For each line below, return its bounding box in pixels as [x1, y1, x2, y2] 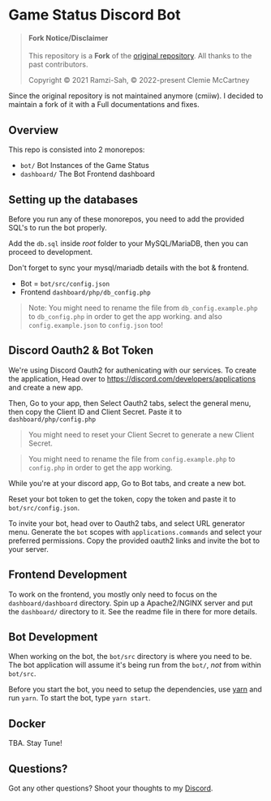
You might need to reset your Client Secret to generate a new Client [28, 429, 255, 439]
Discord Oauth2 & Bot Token [8, 343, 154, 358]
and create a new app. [8, 382, 84, 392]
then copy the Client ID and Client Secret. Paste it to [8, 407, 183, 416]
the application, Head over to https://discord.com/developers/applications [8, 373, 256, 383]
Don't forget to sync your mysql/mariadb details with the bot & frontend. [8, 263, 249, 273]
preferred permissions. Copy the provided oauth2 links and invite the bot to [8, 536, 260, 545]
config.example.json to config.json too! [28, 321, 164, 330]
